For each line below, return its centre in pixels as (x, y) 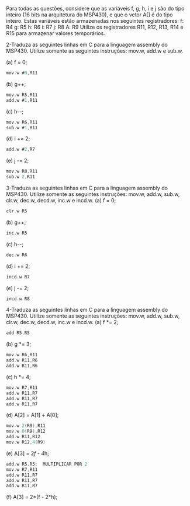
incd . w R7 (18, 277)
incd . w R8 (18, 299)
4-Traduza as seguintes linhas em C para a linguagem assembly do (87, 310)
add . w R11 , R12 (23, 437)
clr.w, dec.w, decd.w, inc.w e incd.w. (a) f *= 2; (62, 322)
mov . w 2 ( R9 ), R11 (26, 426)
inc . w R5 (17, 233)
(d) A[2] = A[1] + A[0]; (32, 415)
